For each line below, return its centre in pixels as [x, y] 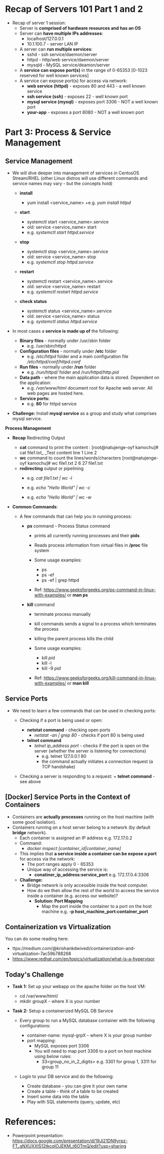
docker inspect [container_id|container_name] [74, 848]
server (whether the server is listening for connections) [90, 751]
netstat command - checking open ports [69, 730]
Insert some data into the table [58, 1097]
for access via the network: [47, 859]
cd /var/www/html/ [39, 996]
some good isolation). [34, 822]
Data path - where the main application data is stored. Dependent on [89, 377]
